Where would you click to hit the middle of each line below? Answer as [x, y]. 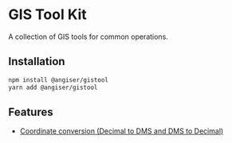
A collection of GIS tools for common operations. [88, 37]
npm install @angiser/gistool [59, 80]
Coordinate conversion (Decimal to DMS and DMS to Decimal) [122, 131]
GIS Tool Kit [48, 15]
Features [31, 112]
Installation [37, 62]
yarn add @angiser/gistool [53, 87]
